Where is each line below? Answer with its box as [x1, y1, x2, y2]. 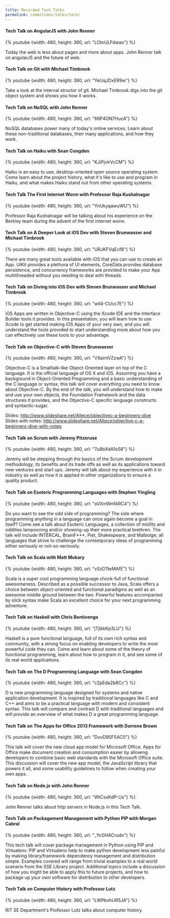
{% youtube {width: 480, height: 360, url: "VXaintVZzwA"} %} [5, 355, 134, 361]
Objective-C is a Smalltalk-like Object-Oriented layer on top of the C [5, 365, 147, 371]
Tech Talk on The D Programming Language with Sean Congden [5, 669, 143, 675]
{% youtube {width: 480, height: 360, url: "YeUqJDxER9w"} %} [5, 77, 138, 83]
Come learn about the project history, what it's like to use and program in [5, 174, 158, 180]
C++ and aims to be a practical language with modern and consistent [5, 701, 150, 707]
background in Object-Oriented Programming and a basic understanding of [5, 375, 162, 382]
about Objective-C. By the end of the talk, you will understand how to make [5, 387, 162, 393]
